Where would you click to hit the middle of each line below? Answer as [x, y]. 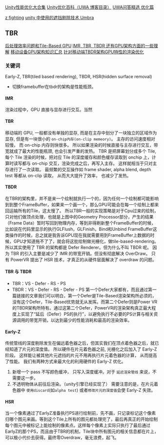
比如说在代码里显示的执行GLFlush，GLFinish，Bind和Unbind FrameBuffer [79, 229]
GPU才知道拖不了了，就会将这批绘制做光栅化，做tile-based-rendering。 [86, 241]
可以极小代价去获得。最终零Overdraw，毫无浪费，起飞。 [62, 438]
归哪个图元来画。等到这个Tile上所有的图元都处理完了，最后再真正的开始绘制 [81, 419]
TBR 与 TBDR [18, 272]
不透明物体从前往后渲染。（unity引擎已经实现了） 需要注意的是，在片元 [83, 384]
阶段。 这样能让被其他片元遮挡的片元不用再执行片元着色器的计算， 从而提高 [81, 356]
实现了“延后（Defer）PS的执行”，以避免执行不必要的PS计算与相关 [87, 314]
